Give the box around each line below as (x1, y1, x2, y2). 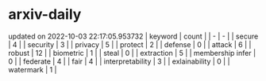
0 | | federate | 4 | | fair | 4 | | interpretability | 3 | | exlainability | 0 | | (8, 57, 230, 66)
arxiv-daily (8, 6, 82, 24)
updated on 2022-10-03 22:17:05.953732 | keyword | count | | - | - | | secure (8, 31, 259, 41)
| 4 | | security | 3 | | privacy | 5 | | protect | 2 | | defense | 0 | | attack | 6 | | (8, 39, 252, 49)
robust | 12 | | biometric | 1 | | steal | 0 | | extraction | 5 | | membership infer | (8, 48, 256, 57)
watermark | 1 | (8, 64, 57, 74)
